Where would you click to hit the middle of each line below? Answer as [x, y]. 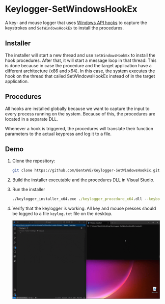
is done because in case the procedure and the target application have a [79, 65]
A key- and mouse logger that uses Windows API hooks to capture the [76, 23]
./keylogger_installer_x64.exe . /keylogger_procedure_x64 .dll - [79, 199]
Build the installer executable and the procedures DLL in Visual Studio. [83, 180]
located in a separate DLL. [32, 119]
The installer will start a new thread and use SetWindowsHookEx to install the [80, 55]
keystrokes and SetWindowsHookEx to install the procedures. [65, 28]
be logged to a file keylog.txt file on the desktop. [62, 214]
